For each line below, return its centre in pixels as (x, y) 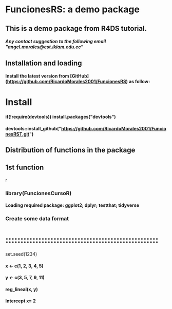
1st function (25, 168)
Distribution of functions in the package (70, 150)
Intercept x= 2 (21, 301)
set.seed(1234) (21, 254)
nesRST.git (17, 134)
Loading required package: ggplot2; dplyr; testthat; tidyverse (72, 205)
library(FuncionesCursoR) (39, 193)
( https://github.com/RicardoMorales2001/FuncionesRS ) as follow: (78, 82)
